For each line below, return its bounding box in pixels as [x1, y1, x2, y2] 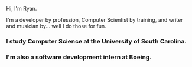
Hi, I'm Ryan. [6, 5, 37, 12]
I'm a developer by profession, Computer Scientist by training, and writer [6, 16, 183, 23]
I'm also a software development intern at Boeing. [6, 53, 152, 61]
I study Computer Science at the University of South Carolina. [6, 37, 187, 45]
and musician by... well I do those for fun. [6, 23, 106, 29]
